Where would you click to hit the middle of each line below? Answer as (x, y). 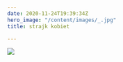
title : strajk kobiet (39, 26)
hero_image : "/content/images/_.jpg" (62, 20)
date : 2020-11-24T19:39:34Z (48, 13)
